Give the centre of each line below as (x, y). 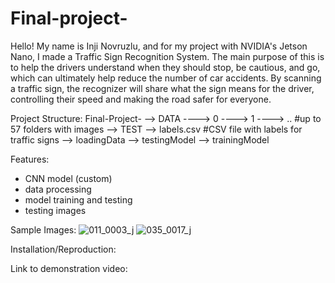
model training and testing (78, 199)
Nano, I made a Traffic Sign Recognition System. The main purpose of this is (167, 56)
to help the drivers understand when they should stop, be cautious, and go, (165, 67)
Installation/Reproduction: (63, 249)
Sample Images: (43, 229)
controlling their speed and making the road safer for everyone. (141, 99)
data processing (58, 189)
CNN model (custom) (68, 178)
